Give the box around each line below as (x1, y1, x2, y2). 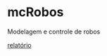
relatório (7, 41, 32, 49)
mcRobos (7, 4, 64, 20)
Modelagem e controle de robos (7, 27, 101, 36)
